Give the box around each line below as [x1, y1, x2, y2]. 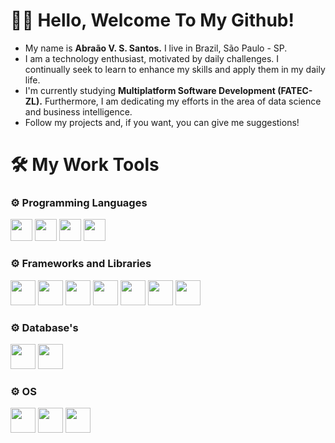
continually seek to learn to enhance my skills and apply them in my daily [24, 63, 326, 75]
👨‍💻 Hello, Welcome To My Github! [10, 9, 295, 32]
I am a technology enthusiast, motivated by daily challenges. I [24, 52, 280, 64]
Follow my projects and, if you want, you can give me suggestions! [24, 116, 300, 128]
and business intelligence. [24, 105, 133, 118]
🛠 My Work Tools [10, 154, 160, 176]
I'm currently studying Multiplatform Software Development [24, 84, 276, 96]
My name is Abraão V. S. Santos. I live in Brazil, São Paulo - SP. [24, 42, 288, 54]
